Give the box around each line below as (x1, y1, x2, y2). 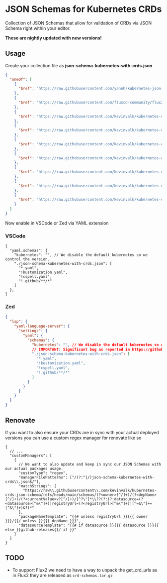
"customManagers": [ (9, 453, 52, 458)
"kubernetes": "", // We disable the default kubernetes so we (14, 252, 148, 257)
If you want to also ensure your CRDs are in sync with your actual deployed (5, 429, 159, 435)
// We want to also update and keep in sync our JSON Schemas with (18, 462, 162, 466)
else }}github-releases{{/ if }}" (5, 527, 77, 532)
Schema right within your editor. (5, 25, 71, 31)
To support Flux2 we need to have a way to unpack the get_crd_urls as (12, 567, 158, 573)
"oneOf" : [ (9, 77, 32, 82)
